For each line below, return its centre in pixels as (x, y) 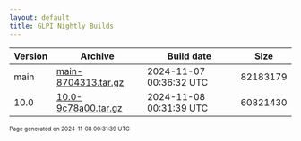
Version (31, 56)
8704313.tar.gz (90, 82)
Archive (97, 56)
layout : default (39, 17)
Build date (189, 56)
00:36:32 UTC (177, 82)
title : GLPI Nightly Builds (62, 26)
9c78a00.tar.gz (90, 108)
